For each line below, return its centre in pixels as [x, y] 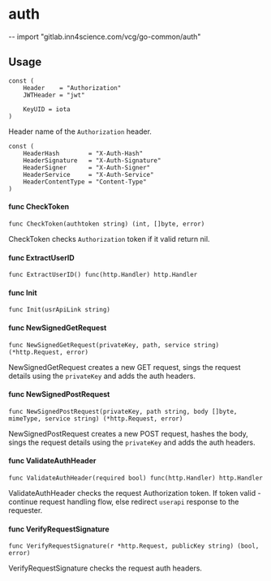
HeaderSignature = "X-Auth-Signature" [92, 160]
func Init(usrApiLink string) [60, 310]
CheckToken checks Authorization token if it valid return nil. [109, 239]
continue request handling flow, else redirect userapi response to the [124, 501]
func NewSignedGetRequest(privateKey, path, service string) [114, 345]
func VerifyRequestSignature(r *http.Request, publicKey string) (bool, [134, 546]
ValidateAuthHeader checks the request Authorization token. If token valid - [135, 493]
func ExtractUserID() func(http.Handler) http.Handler [103, 275]
